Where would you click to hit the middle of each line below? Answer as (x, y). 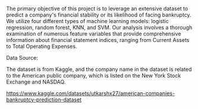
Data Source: (22, 58)
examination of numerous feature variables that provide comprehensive (94, 34)
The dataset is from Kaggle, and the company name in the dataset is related (99, 69)
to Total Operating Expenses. (42, 46)
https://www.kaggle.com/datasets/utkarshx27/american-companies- (91, 93)
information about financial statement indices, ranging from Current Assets (98, 40)
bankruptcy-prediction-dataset (44, 100)
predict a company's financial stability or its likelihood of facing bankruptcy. (99, 15)
